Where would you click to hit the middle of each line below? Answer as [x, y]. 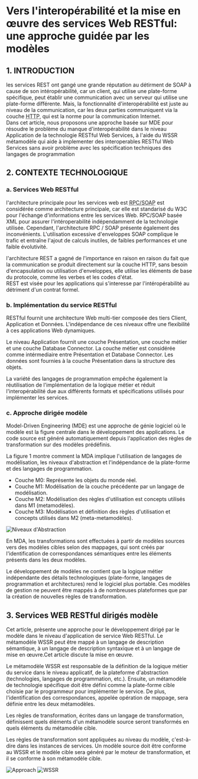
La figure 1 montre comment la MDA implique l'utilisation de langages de [94, 456]
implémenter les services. [38, 397]
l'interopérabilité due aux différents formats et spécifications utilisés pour [95, 391]
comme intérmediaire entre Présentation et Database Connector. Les [90, 355]
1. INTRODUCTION [40, 70]
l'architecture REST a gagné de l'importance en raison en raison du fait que [98, 258]
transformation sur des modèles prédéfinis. [59, 445]
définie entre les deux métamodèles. [51, 704]
